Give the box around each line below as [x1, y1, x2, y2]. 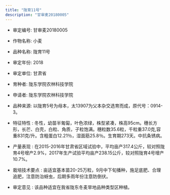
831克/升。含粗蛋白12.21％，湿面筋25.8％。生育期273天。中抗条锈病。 [17, 132, 165, 138]
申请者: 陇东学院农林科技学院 [12, 92, 74, 98]
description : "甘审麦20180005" [5, 12, 70, 17]
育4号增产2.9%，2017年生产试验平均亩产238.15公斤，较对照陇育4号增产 [12, 150, 164, 156]
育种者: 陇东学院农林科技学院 [12, 81, 74, 87]
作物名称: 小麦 [12, 38, 42, 44]
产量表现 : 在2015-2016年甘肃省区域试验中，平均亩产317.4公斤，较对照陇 [12, 143, 165, 149]
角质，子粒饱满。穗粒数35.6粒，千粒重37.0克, [61, 126, 157, 132]
